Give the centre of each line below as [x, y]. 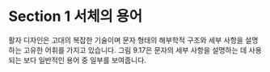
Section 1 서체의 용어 [76, 16]
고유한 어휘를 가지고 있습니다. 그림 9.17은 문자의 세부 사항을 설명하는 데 [135, 50]
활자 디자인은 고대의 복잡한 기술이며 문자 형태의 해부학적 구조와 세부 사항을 [126, 40]
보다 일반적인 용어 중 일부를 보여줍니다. [85, 60]
